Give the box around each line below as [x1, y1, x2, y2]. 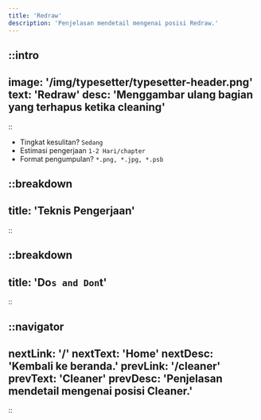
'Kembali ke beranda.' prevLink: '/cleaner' [8, 359, 221, 373]
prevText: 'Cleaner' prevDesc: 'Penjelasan [8, 371, 223, 385]
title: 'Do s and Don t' [8, 276, 107, 289]
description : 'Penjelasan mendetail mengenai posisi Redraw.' [8, 19, 219, 27]
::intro [8, 49, 40, 62]
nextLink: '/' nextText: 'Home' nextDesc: [8, 347, 214, 360]
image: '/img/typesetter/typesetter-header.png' [8, 76, 253, 89]
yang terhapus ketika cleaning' [8, 100, 166, 114]
